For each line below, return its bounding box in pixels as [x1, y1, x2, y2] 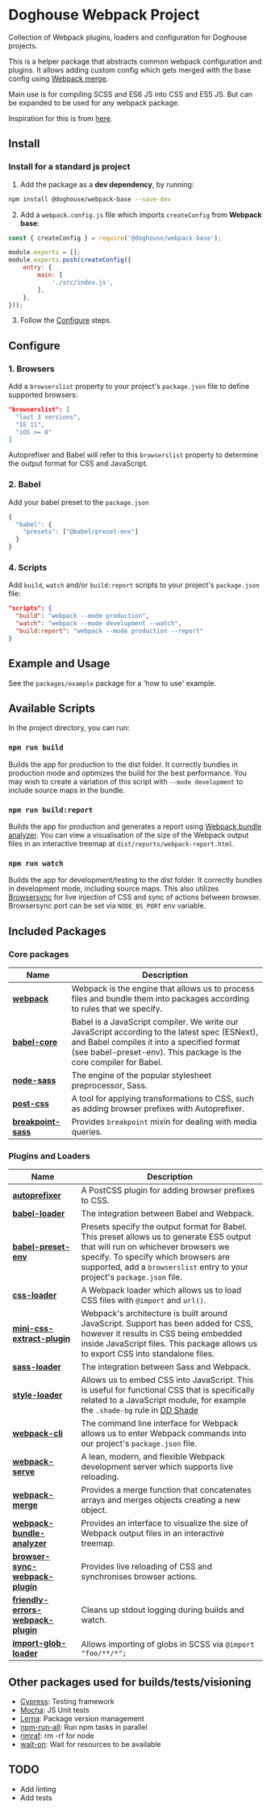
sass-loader [12, 1361, 62, 1372]
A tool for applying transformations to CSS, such [71, 1093, 254, 1104]
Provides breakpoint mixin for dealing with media [71, 1116, 257, 1127]
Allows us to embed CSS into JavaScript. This [81, 1374, 254, 1385]
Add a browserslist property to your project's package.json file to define [8, 382, 250, 391]
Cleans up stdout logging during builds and [81, 1604, 244, 1615]
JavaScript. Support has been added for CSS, [81, 1318, 254, 1329]
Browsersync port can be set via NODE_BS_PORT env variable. [8, 901, 206, 911]
